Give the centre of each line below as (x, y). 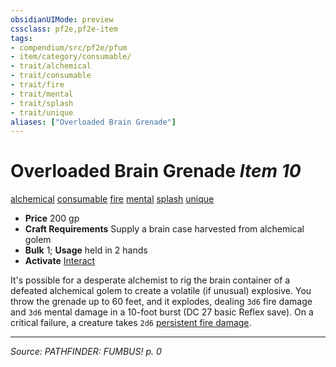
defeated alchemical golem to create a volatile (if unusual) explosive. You (161, 291)
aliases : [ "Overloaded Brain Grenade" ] (93, 122)
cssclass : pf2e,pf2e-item (64, 29)
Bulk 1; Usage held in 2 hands (86, 250)
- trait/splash (42, 103)
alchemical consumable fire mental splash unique (112, 199)
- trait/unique (42, 112)
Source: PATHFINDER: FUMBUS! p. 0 (86, 352)
